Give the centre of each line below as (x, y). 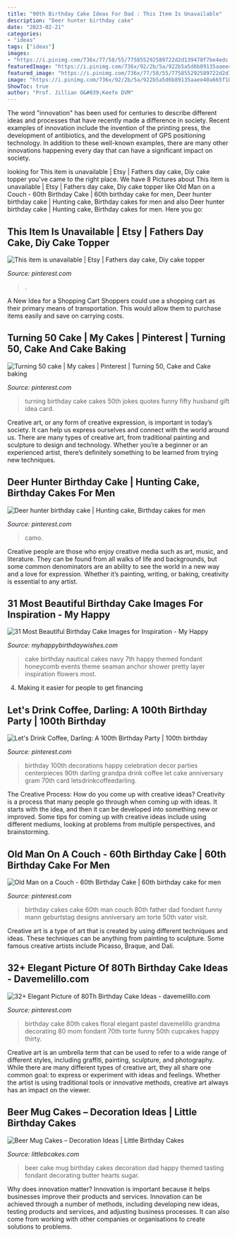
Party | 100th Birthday (57, 721)
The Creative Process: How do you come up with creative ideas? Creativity (116, 794)
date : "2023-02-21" (36, 27)
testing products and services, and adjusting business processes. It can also (119, 1211)
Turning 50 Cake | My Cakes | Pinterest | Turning (116, 338)
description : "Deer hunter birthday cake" (71, 21)
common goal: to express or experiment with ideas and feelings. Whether (114, 1075)
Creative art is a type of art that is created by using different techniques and (117, 931)
